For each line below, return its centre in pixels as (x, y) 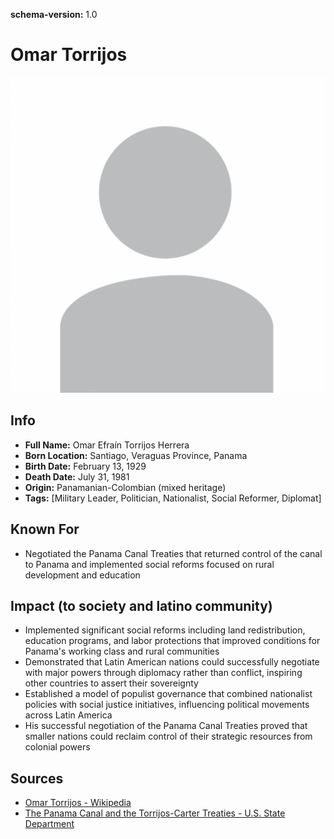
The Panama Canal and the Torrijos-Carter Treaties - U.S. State (155, 813)
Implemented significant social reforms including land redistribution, (165, 630)
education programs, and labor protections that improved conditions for (172, 641)
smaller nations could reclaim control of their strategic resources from (168, 736)
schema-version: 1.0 (54, 14)
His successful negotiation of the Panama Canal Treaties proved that (166, 726)
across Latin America (68, 715)
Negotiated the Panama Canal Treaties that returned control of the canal (173, 553)
